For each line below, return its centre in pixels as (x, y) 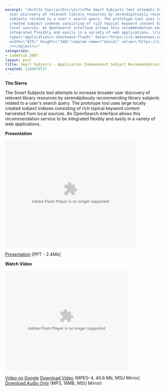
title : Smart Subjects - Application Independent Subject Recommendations (83, 64)
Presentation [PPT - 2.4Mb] (33, 254)
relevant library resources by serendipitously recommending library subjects (82, 98)
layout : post (18, 60)
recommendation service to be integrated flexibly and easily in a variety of (80, 119)
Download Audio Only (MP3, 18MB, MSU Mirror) (54, 383)
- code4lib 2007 (22, 55)
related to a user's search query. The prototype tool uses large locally (76, 103)
